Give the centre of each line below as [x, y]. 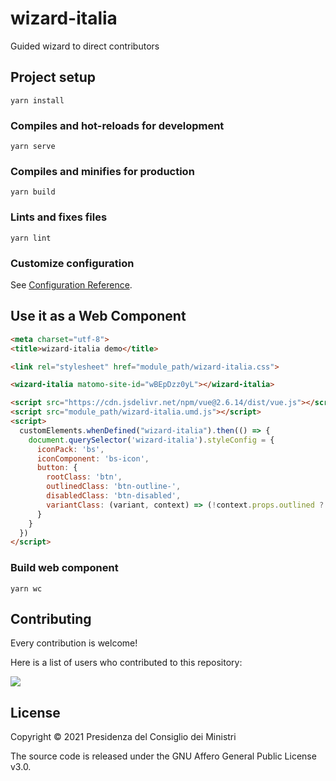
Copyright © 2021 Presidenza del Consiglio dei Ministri [123, 737]
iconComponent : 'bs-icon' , [93, 458]
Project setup [53, 77]
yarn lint [31, 238]
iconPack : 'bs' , [70, 449]
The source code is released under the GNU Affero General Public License [163, 756]
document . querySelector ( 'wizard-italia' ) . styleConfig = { [151, 440]
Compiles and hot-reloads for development [117, 125]
